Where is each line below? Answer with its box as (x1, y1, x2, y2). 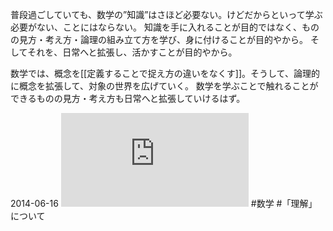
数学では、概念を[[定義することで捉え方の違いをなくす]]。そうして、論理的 (10, 68, 320, 79)
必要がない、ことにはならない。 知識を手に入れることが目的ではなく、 (10, 21, 302, 33)
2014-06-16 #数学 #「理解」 (10, 198, 318, 209)
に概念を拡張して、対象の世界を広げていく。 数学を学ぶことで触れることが (10, 80, 319, 92)
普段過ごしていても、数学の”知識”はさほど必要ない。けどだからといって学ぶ (10, 9, 323, 20)
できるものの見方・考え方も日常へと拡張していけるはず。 (10, 93, 246, 104)
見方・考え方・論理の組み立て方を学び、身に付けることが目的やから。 (18, 34, 308, 45)
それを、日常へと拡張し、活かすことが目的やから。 (27, 46, 238, 58)
